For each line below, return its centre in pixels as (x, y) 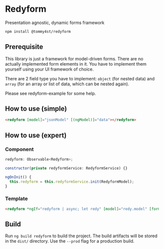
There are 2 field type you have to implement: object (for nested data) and (80, 78)
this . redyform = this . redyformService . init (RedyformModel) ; (72, 182)
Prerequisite (24, 47)
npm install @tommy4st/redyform (38, 31)
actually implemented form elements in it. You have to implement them (76, 64)
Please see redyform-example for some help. (51, 93)
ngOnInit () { (18, 177)
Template (17, 199)
